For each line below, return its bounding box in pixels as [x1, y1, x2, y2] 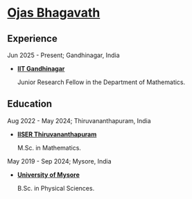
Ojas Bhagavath [7, 5, 101, 21]
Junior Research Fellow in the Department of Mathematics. [17, 78, 186, 86]
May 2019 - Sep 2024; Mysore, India [7, 157, 112, 165]
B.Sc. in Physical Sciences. [17, 184, 95, 192]
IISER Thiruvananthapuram [17, 130, 97, 138]
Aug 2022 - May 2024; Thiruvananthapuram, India [7, 116, 151, 125]
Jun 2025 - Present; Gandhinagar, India [7, 51, 120, 59]
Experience [7, 33, 58, 45]
